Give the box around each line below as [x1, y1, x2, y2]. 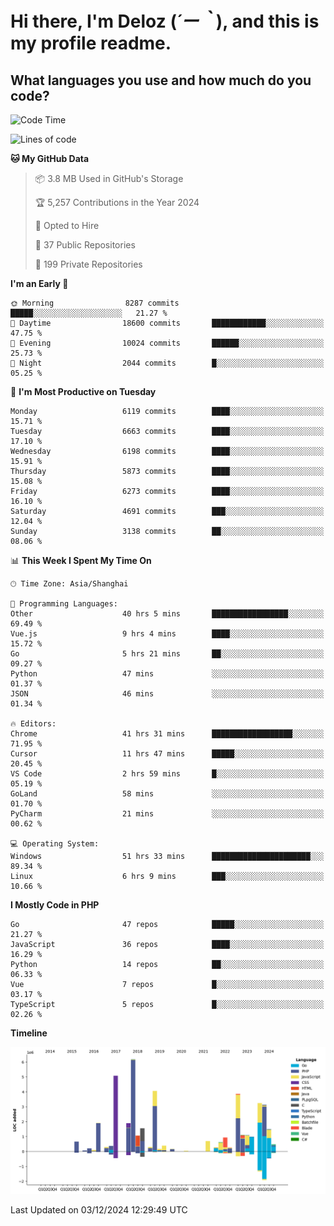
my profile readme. [10, 32, 172, 55]
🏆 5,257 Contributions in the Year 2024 [34, 197, 200, 208]
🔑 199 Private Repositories [34, 258, 143, 270]
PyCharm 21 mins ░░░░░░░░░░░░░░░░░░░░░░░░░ [10, 809, 325, 819]
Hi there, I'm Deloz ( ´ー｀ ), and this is [10, 10, 320, 33]
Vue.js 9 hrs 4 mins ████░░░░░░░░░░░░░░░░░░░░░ [10, 629, 325, 639]
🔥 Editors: [10, 719, 57, 729]
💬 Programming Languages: [10, 599, 118, 609]
